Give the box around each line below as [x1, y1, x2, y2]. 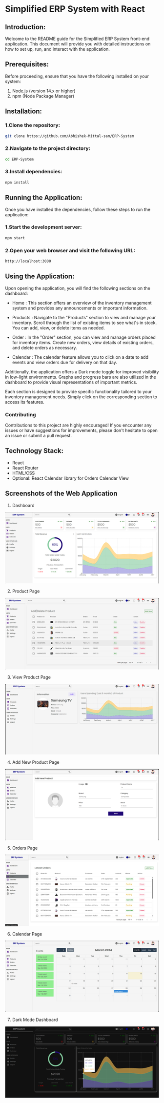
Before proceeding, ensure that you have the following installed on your [5, 73, 149, 79]
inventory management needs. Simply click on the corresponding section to [5, 394, 158, 400]
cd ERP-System [5, 157, 34, 162]
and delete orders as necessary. [12, 345, 77, 350]
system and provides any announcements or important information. [12, 305, 148, 311]
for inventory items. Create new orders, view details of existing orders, [12, 339, 154, 345]
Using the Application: [5, 272, 75, 281]
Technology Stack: [5, 447, 64, 455]
